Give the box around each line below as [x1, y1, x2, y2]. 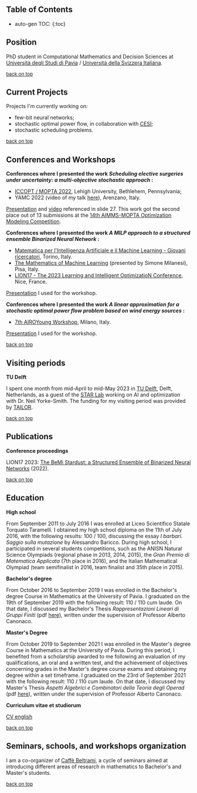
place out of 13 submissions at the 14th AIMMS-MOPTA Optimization [6, 211, 172, 219]
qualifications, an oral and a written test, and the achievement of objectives [6, 659, 188, 666]
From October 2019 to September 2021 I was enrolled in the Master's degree [6, 640, 191, 647]
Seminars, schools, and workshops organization [6, 741, 186, 751]
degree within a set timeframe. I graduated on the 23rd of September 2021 [6, 671, 186, 678]
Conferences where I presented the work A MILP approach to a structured [6, 229, 191, 237]
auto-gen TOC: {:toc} [14, 20, 66, 27]
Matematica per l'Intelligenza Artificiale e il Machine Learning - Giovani [14, 247, 186, 254]
